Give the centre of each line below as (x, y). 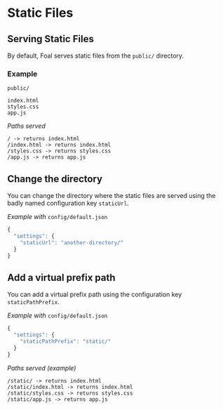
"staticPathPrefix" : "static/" (66, 342)
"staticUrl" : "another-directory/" (72, 243)
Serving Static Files (51, 39)
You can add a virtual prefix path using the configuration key (95, 295)
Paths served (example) (42, 368)
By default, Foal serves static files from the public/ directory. (96, 55)
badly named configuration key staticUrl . (68, 203)
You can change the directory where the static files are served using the (111, 196)
